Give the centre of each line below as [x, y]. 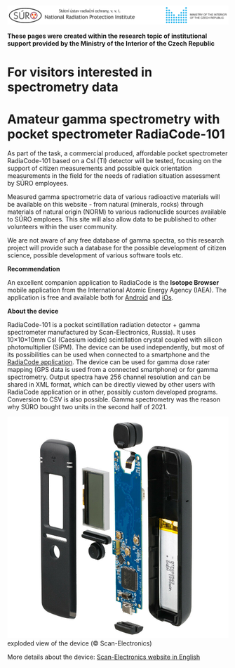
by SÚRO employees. [38, 184]
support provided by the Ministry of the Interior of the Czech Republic [111, 44]
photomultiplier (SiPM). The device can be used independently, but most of [116, 347]
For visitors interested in [80, 72]
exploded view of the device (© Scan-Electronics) [80, 643]
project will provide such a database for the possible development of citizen [117, 248]
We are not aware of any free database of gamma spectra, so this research [116, 240]
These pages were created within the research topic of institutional [107, 36]
